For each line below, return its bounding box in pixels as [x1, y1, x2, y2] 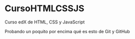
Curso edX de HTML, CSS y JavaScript [4, 19, 85, 25]
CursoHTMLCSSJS [4, 3, 85, 14]
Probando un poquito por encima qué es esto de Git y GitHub [4, 28, 130, 34]
